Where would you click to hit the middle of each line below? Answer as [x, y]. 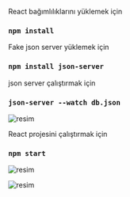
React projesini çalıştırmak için [58, 134]
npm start [27, 153]
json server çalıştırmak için [52, 83]
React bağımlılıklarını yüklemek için [65, 11]
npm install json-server [56, 67]
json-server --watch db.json [65, 102]
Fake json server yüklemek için [59, 47]
